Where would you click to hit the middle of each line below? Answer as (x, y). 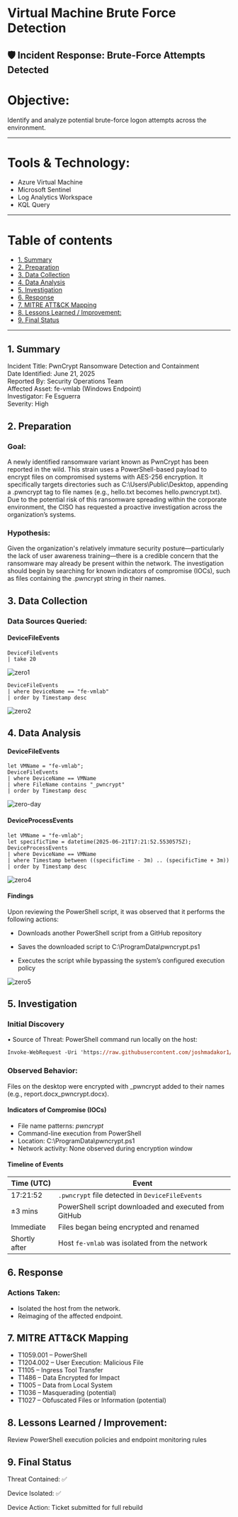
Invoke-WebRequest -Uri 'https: (55, 1052)
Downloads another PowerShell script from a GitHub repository (109, 933)
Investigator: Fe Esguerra (44, 396)
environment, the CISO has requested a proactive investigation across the (115, 507)
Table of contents (60, 240)
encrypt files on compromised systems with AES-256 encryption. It (105, 477)
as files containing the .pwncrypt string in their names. (87, 579)
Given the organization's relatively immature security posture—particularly (116, 548)
